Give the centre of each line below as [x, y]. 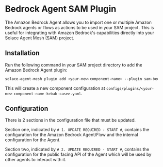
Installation [22, 53]
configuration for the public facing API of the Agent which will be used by [78, 154]
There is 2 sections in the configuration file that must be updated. [70, 120]
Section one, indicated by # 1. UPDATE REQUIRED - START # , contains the [77, 130]
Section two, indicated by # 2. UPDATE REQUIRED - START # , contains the [77, 150]
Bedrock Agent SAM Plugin [61, 9]
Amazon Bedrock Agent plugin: [36, 70]
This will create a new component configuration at [55, 88]
